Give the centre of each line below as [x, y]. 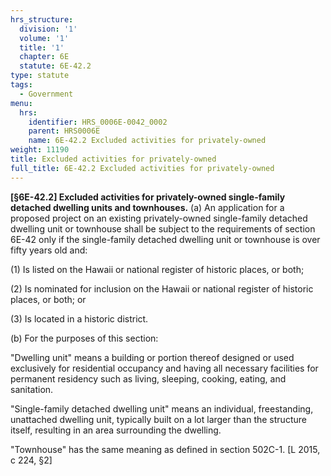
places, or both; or [48, 299]
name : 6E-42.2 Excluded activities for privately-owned [147, 141]
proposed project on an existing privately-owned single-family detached [159, 218]
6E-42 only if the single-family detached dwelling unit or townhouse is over [165, 239]
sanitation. [32, 389]
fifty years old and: [49, 250]
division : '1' [48, 29]
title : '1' [42, 47]
